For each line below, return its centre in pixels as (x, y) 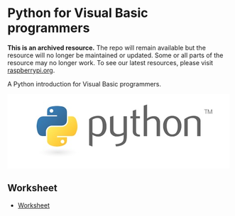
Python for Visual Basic (78, 13)
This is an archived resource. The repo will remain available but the (106, 47)
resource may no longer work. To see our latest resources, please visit (110, 62)
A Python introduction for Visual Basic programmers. (84, 84)
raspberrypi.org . (31, 70)
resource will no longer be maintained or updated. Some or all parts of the (115, 55)
